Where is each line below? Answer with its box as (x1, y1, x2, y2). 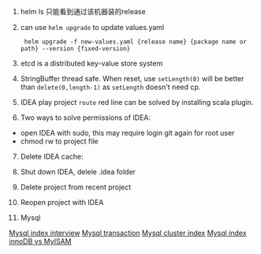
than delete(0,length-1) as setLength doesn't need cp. (20, 82, 201, 92)
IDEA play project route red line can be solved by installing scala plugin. (20, 98, 254, 106)
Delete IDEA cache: (20, 152, 84, 161)
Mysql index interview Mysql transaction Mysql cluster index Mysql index (9, 228, 247, 237)
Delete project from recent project (20, 182, 132, 192)
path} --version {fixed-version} (20, 45, 131, 53)
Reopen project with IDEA (20, 198, 104, 207)
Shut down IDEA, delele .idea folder (20, 167, 136, 176)
